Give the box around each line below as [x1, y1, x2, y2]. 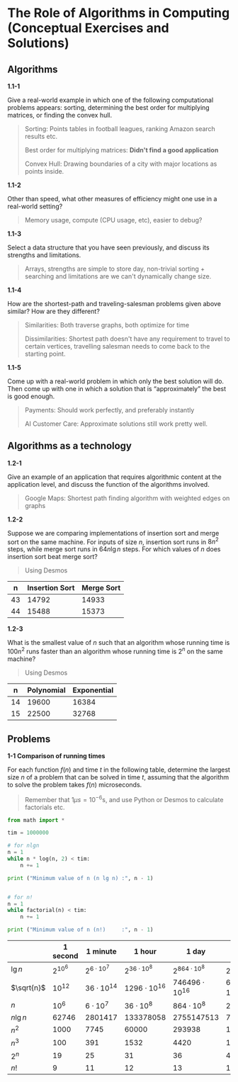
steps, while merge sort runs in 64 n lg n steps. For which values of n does [7, 545, 221, 553]
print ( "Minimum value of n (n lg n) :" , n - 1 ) [7, 874, 154, 881]
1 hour [133, 947, 157, 957]
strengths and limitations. [7, 251, 81, 259]
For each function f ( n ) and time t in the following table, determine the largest [7, 765, 230, 774]
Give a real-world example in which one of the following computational [7, 96, 214, 104]
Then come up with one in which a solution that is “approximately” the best [7, 385, 227, 393]
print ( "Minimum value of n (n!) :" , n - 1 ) [7, 926, 154, 933]
